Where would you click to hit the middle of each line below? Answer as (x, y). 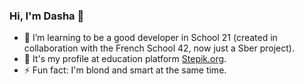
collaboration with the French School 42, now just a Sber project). (159, 48)
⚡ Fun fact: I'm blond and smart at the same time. (125, 70)
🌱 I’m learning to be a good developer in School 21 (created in (150, 38)
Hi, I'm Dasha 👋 (47, 16)
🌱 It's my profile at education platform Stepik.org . (125, 59)
